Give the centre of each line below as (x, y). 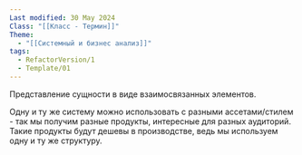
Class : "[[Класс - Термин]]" (64, 26)
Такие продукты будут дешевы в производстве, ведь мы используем (144, 131)
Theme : (22, 34)
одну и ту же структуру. (56, 140)
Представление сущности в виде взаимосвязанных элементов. (133, 94)
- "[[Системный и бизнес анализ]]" (85, 43)
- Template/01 (44, 69)
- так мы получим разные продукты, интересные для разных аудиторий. (151, 121)
